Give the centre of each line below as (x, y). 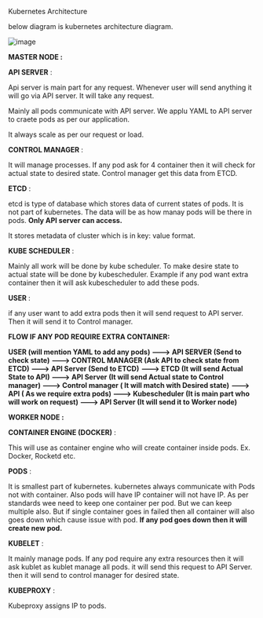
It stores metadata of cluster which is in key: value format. (102, 236)
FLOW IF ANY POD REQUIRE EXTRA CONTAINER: (89, 336)
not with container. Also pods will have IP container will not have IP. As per (128, 495)
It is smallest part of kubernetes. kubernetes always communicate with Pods (131, 486)
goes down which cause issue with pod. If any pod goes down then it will (128, 520)
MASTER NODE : (35, 57)
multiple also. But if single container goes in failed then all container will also (131, 511)
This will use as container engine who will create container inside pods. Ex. (130, 448)
